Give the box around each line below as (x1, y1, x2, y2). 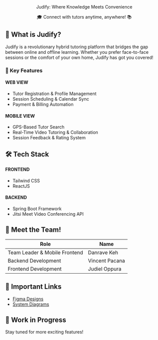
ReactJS (12, 183, 30, 189)
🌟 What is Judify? (5, 30, 61, 39)
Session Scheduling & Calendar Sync (12, 96, 89, 102)
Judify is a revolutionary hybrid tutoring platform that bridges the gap (5, 44, 148, 50)
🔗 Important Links (5, 283, 62, 291)
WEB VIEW (5, 79, 29, 86)
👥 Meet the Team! (5, 225, 61, 234)
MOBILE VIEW (5, 113, 35, 119)
